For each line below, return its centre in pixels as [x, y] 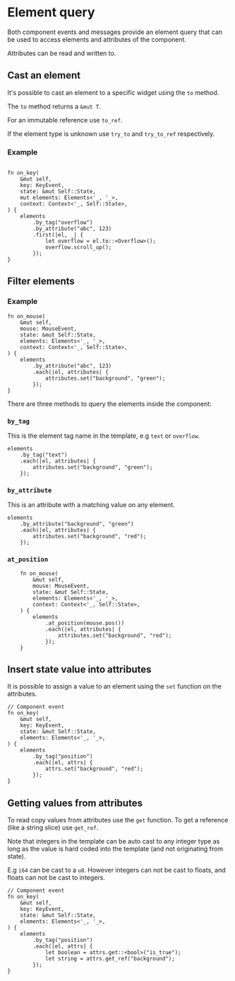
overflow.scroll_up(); [78, 248]
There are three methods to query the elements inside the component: [109, 404]
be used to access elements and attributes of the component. [97, 39]
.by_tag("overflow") [63, 223]
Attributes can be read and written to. [62, 53]
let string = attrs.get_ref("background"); [110, 959]
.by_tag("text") [44, 455]
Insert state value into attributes [79, 670]
